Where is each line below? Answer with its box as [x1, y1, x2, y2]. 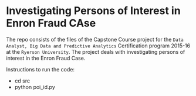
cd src [14, 77, 31, 84]
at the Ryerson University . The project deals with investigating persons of [6, 48, 185, 55]
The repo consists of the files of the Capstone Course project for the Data [6, 36, 184, 43]
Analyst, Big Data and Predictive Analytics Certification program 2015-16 [6, 42, 191, 49]
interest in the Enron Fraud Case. [6, 54, 86, 61]
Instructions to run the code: [6, 66, 75, 73]
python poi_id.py [14, 83, 56, 90]
